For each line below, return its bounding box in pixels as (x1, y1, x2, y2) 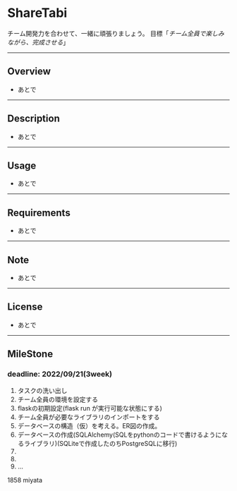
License (7, 301, 43, 313)
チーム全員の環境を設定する (17, 395, 99, 404)
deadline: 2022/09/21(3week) (7, 369, 113, 379)
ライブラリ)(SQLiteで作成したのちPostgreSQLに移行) (23, 439, 178, 447)
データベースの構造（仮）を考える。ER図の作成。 (17, 421, 162, 430)
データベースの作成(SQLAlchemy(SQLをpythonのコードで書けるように (17, 430, 222, 439)
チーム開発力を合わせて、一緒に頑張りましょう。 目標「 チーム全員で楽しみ (7, 29, 224, 37)
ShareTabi (7, 5, 68, 21)
